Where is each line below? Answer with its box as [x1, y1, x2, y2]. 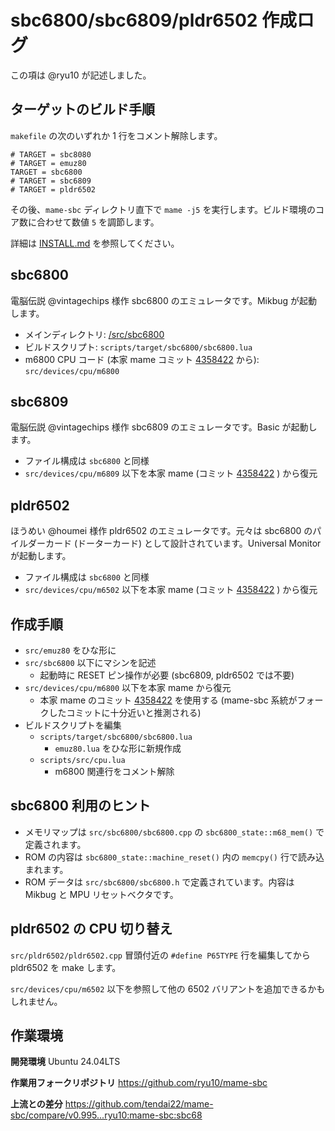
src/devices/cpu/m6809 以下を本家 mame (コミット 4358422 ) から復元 [24, 467, 318, 480]
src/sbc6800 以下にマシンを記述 [24, 657, 157, 668]
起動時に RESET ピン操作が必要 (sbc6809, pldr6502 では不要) [39, 669, 295, 681]
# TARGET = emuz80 [10, 158, 87, 168]
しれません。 [10, 995, 63, 1007]
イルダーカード [10, 537, 72, 550]
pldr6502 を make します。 [10, 961, 122, 973]
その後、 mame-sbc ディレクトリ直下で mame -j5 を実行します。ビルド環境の [10, 203, 317, 215]
